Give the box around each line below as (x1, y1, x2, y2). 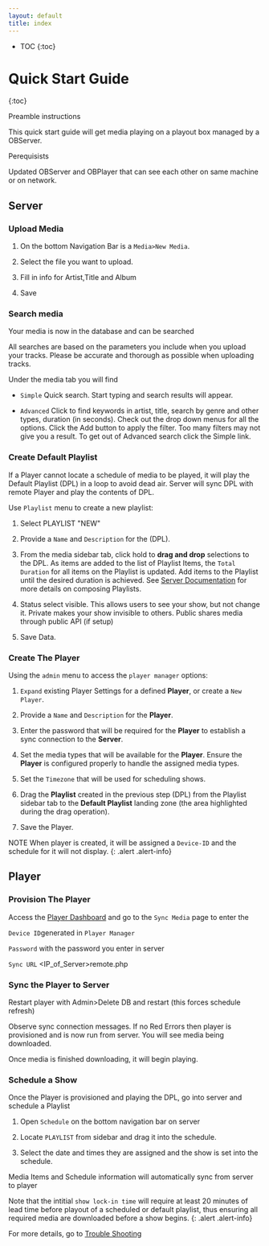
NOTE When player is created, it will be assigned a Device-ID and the (8, 838, 237, 848)
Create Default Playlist (8, 452, 98, 463)
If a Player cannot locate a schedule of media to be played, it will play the (8, 470, 251, 480)
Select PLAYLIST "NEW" (19, 518, 101, 528)
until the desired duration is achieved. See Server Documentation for (19, 575, 247, 584)
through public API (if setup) (19, 617, 114, 626)
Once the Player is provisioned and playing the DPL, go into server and (8, 1092, 243, 1103)
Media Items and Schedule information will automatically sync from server (8, 1172, 254, 1182)
